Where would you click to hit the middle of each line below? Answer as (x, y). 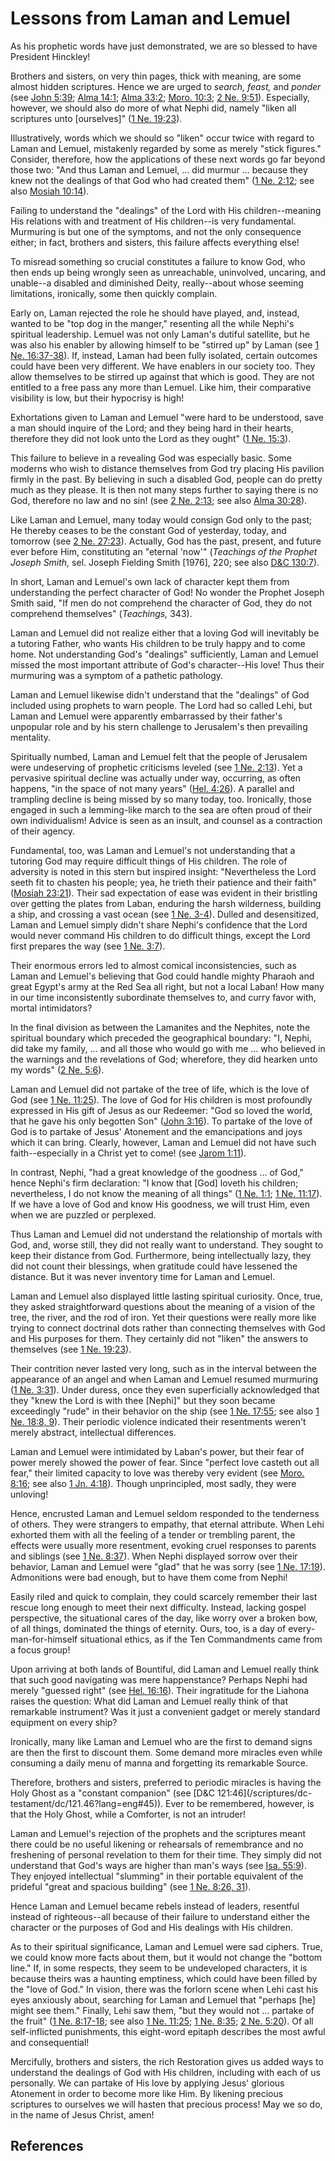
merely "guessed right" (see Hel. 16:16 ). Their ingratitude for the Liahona (160, 1690)
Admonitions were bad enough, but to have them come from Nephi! (149, 1577)
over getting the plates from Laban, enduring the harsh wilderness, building (166, 903)
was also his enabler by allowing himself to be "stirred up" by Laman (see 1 (165, 344)
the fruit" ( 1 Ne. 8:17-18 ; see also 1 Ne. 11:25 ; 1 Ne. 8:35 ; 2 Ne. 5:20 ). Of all (162, 2021)
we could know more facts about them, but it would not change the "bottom (166, 1957)
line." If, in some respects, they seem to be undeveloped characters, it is (159, 1968)
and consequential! (50, 2042)
